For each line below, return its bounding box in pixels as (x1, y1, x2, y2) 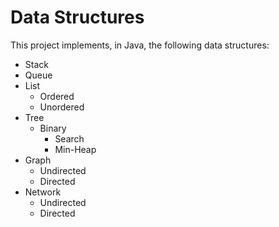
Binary (39, 122, 67, 134)
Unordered (39, 101, 85, 113)
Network (24, 186, 62, 198)
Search (54, 132, 85, 145)
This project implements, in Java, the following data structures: (10, 39, 270, 51)
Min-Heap (54, 143, 97, 155)
